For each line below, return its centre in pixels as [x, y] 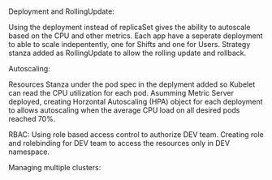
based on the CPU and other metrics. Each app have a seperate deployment [136, 36]
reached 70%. [32, 119]
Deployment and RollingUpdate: [62, 11]
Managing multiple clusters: [55, 168]
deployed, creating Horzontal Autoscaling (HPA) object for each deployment [136, 102]
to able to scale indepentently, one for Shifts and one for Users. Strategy [130, 45]
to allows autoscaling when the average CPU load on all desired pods [124, 110]
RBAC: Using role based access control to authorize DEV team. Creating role [136, 135]
